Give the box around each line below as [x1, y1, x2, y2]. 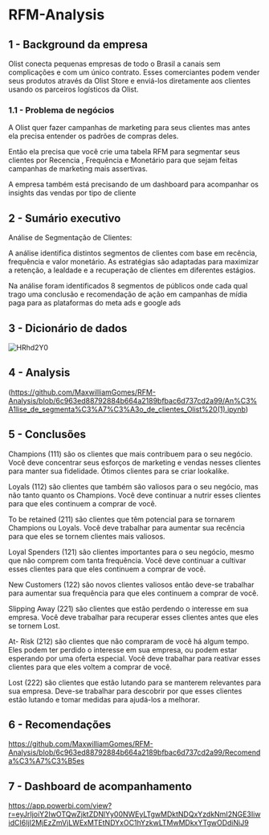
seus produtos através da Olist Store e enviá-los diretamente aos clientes [8, 76, 251, 85]
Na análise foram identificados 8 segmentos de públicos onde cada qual [8, 281, 248, 291]
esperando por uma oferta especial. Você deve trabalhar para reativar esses [8, 653, 261, 663]
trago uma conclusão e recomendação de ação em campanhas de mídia [8, 289, 247, 299]
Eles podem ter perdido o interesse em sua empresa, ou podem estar [8, 645, 238, 654]
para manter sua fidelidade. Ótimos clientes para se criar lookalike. [8, 466, 230, 476]
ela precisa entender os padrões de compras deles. [8, 131, 179, 141]
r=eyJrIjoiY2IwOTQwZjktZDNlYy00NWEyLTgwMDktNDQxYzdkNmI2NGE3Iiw [8, 809, 261, 819]
